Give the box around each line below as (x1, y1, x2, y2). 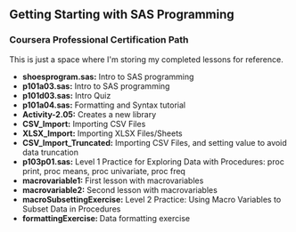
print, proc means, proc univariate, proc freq (21, 165, 185, 176)
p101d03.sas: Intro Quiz (21, 90, 111, 100)
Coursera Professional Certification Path (9, 34, 189, 46)
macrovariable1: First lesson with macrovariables (21, 175, 204, 186)
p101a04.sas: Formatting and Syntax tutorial (21, 100, 185, 110)
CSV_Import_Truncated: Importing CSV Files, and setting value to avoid (21, 137, 287, 148)
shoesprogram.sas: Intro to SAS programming (21, 71, 194, 82)
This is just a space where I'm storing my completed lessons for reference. (9, 53, 284, 65)
